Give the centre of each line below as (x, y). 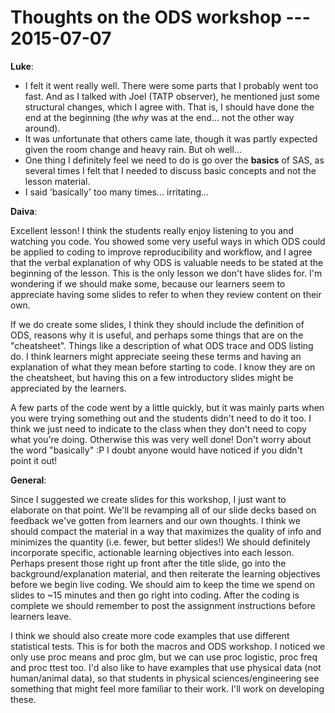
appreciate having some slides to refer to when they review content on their (166, 294)
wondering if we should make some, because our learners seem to (148, 283)
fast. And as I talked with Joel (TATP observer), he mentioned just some (172, 96)
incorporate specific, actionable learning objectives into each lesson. (152, 552)
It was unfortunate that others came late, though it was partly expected (171, 138)
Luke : (22, 66)
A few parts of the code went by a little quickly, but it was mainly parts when (167, 407)
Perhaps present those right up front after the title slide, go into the (148, 563)
